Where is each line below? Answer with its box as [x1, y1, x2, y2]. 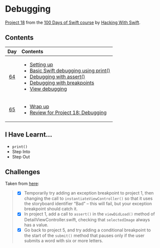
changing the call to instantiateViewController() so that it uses [24, 195, 153, 201]
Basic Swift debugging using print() [30, 67, 111, 74]
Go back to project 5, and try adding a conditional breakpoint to [24, 227, 151, 233]
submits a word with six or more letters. [24, 237, 103, 244]
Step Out [12, 154, 30, 159]
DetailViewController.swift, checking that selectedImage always [24, 216, 150, 222]
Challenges [5, 168, 40, 176]
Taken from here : [5, 181, 40, 187]
